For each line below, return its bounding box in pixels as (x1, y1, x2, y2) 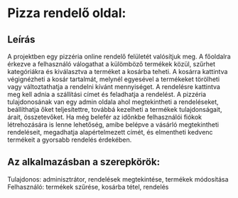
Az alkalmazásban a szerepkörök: (7, 156, 161, 168)
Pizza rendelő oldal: (7, 5, 126, 21)
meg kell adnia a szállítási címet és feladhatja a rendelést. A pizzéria (7, 90, 207, 98)
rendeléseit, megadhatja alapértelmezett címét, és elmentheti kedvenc (7, 128, 213, 136)
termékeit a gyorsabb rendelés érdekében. (7, 135, 132, 144)
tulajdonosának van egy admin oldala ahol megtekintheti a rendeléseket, (7, 98, 219, 106)
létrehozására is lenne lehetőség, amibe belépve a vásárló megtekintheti (7, 120, 219, 129)
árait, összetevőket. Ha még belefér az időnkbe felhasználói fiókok (7, 113, 202, 121)
